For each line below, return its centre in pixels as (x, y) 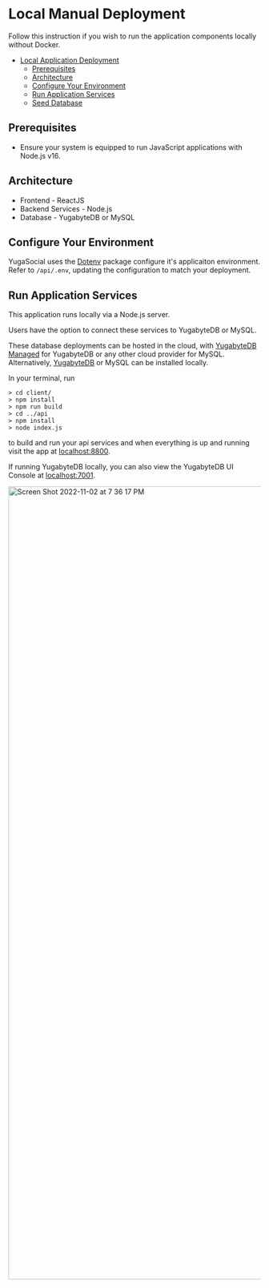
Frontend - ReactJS (52, 200)
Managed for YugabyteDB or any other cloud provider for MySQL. (117, 354)
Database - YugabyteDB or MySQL (77, 217)
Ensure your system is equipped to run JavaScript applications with (131, 147)
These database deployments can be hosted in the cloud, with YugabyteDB (132, 346)
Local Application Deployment (70, 60)
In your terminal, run (42, 378)
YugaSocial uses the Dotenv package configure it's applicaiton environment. (134, 262)
